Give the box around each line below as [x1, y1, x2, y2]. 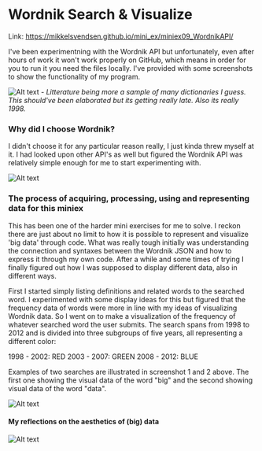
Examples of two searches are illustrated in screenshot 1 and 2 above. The [8, 367, 249, 376]
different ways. [8, 271, 57, 280]
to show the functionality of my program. [8, 72, 141, 81]
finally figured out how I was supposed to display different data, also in [8, 262, 238, 272]
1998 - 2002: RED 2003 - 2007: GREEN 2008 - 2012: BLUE [8, 352, 199, 361]
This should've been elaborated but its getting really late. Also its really [8, 95, 239, 105]
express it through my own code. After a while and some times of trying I [8, 254, 244, 264]
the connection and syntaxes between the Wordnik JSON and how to [8, 246, 232, 255]
